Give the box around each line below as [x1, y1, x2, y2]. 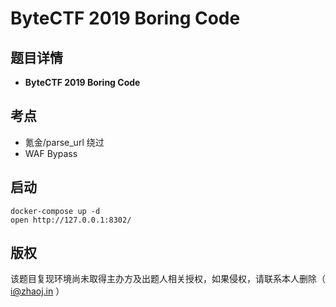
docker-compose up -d [10, 206, 101, 216]
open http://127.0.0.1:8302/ [10, 215, 132, 225]
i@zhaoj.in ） [10, 285, 65, 297]
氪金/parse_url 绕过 [24, 136, 105, 148]
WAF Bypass [24, 147, 78, 159]
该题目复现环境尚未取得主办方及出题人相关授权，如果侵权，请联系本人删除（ [10, 273, 326, 285]
